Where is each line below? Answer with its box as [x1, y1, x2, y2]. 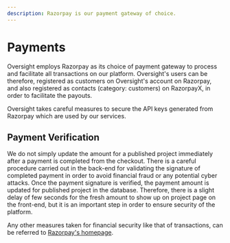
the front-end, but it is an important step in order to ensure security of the [7, 201, 216, 209]
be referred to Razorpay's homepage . [7, 229, 114, 237]
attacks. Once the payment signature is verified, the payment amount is [7, 179, 209, 187]
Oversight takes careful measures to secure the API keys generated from [7, 104, 214, 113]
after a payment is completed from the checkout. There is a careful [7, 157, 197, 165]
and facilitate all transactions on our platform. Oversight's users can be [7, 69, 208, 77]
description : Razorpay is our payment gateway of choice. [7, 10, 176, 17]
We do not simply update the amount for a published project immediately [7, 150, 214, 158]
